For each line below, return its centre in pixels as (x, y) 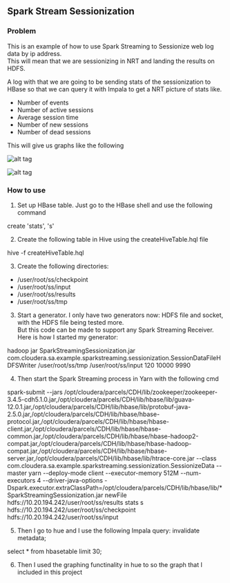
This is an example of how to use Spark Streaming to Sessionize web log (111, 46)
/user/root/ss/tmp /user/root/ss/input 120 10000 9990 (114, 365)
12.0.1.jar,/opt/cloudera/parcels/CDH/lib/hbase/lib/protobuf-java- (99, 406)
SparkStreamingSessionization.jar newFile (67, 495)
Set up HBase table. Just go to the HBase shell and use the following (115, 205)
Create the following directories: (63, 266)
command (31, 212)
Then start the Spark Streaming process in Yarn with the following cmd (118, 378)
